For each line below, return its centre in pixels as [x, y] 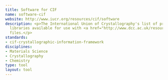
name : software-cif [25, 14]
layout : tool [19, 70]
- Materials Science [27, 51]
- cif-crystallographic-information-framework [54, 42]
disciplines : [19, 47]
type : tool [16, 65]
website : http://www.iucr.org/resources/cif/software [62, 19]
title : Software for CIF [31, 10]
